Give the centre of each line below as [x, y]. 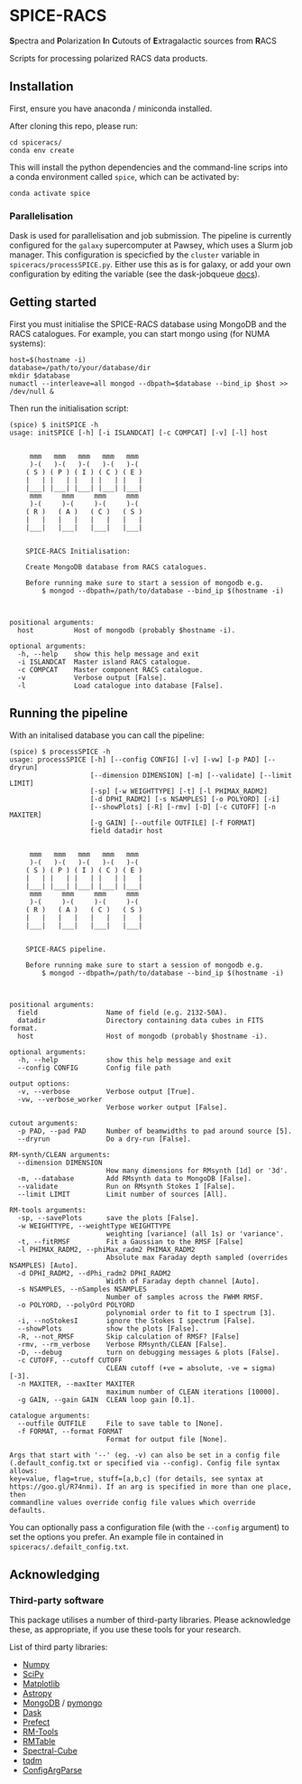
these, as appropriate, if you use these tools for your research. [125, 1630]
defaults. [28, 1510]
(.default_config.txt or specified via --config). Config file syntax [145, 1463]
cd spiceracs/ [36, 142]
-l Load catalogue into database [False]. [120, 686]
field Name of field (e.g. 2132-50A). [123, 1013]
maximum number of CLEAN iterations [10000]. [193, 1392]
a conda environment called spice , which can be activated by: [124, 176]
